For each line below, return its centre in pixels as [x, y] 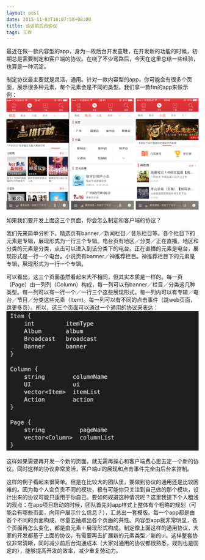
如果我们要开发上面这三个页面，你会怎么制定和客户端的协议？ [84, 220]
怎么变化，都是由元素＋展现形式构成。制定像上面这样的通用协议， [110, 528]
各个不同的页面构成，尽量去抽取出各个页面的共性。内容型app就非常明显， [99, 520]
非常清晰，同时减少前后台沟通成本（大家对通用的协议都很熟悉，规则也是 [102, 543]
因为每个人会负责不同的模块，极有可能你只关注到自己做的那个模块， [108, 489]
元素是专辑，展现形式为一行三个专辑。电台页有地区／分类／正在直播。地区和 [103, 241]
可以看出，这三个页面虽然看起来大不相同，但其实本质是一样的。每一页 [95, 277]
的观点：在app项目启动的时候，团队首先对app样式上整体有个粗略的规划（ [99, 504]
